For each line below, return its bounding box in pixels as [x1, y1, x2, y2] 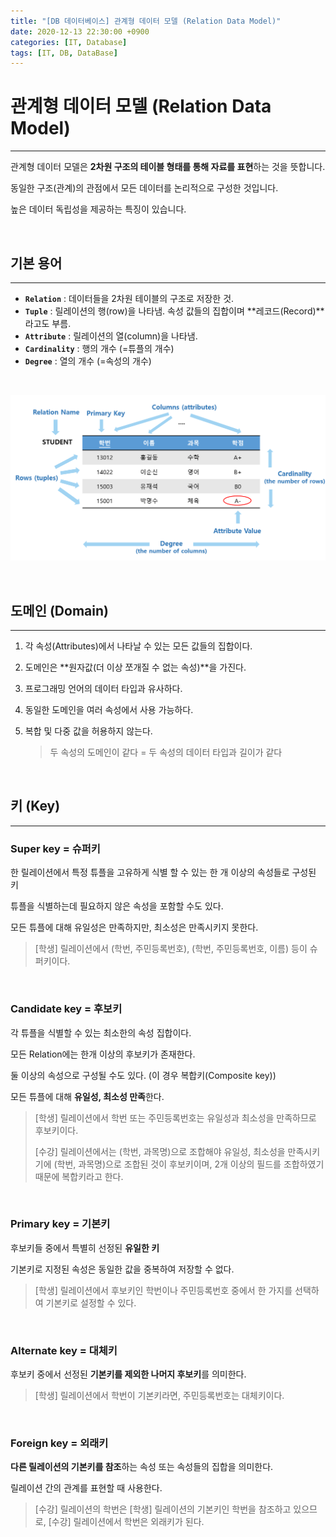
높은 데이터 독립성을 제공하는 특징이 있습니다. [10, 203, 187, 215]
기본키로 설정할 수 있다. [45, 1296, 137, 1309]
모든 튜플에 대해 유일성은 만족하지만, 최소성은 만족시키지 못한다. [10, 921, 259, 934]
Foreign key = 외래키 [10, 1436, 109, 1450]
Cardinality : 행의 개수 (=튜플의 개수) [24, 343, 175, 354]
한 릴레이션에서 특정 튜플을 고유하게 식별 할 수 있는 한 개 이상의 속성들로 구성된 [10, 866, 317, 879]
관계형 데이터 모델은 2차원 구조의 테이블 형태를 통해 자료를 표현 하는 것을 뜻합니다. [10, 161, 326, 173]
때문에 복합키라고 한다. [34, 1170, 124, 1182]
